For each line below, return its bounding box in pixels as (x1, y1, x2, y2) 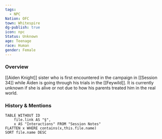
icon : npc (5, 30, 25, 34)
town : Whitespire (5, 20, 40, 26)
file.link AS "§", (14, 117, 51, 123)
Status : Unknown (5, 34, 38, 39)
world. (5, 90, 18, 96)
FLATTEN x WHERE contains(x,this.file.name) (5, 126, 97, 131)
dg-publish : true (5, 25, 40, 30)
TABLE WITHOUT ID (5, 113, 40, 118)
